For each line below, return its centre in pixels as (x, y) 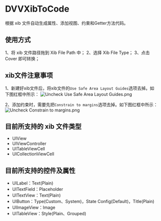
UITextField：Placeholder (37, 189)
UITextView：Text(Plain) (36, 195)
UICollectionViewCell (33, 154)
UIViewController (29, 144)
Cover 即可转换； (22, 58)
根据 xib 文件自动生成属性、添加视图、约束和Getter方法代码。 (67, 23)
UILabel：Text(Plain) (33, 183)
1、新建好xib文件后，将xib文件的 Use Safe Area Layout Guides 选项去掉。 (78, 88)
